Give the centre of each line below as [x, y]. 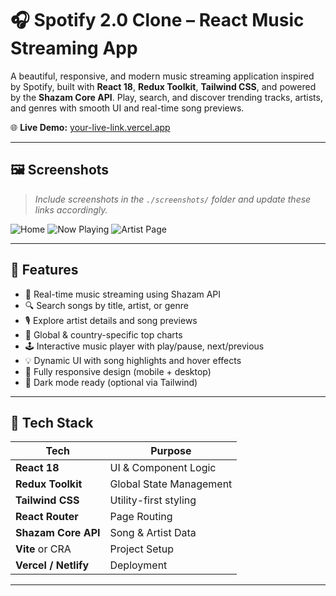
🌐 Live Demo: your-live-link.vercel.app [90, 127]
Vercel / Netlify [52, 565]
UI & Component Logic [163, 468]
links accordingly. [71, 209]
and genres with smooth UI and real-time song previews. [127, 108]
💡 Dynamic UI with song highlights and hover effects [133, 360]
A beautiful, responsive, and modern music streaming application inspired [162, 76]
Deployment [138, 565]
